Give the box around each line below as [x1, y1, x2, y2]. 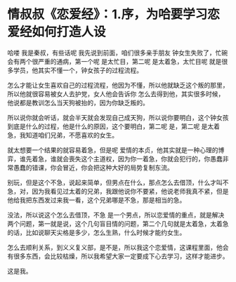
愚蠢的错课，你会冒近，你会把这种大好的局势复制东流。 [13, 163, 173, 172]
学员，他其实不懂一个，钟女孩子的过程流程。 [13, 66, 143, 74]
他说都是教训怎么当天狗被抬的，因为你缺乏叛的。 [7, 98, 149, 107]
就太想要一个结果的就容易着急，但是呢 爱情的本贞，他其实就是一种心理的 [7, 145, 218, 154]
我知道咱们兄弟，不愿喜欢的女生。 [19, 130, 118, 139]
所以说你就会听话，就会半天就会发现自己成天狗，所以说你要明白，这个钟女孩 [7, 113, 229, 121]
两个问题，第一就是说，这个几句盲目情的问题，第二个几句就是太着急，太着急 [7, 219, 229, 228]
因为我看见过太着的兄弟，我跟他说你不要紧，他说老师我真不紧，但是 [31, 187, 229, 195]
